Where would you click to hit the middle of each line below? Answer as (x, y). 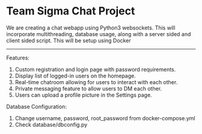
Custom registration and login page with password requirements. (95, 69)
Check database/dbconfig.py (51, 124)
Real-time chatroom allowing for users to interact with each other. (96, 82)
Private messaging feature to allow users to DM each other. (88, 88)
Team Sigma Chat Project (71, 11)
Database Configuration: (37, 106)
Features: (18, 58)
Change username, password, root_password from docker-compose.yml (105, 118)
